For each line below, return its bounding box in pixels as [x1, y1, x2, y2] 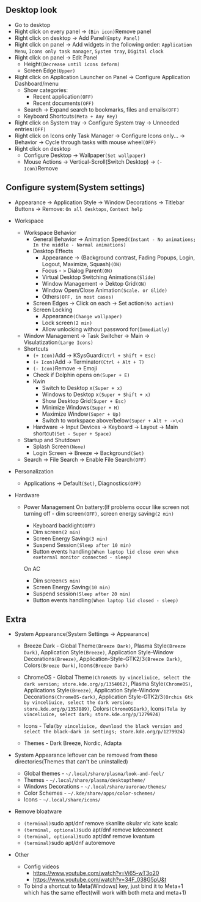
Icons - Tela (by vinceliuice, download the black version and [23, 722, 183, 730]
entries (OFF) [14, 125, 46, 132]
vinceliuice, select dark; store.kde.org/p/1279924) [23, 711, 161, 718]
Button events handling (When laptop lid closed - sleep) [32, 596, 178, 603]
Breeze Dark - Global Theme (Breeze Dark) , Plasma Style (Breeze [23, 642, 186, 649]
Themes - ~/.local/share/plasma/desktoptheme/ [23, 776, 146, 784]
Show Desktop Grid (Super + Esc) [42, 397, 126, 404]
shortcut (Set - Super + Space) [32, 429, 112, 437]
